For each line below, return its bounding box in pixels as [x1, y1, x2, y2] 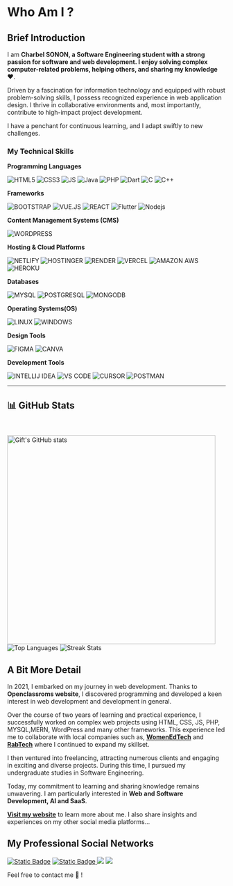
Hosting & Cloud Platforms [7, 243, 85, 251]
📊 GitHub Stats [7, 400, 75, 411]
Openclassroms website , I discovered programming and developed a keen [7, 690, 222, 698]
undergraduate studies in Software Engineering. [7, 768, 144, 777]
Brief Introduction [7, 32, 85, 44]
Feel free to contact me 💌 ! [7, 871, 83, 879]
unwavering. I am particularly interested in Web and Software [7, 789, 184, 798]
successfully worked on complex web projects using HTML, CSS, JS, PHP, [7, 718, 221, 726]
